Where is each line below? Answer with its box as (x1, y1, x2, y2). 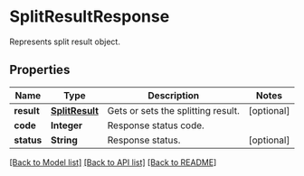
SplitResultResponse (9, 6, 170, 27)
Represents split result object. (9, 36, 120, 47)
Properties (9, 62, 71, 78)
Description (147, 88, 200, 101)
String (50, 134, 79, 146)
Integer (50, 119, 83, 132)
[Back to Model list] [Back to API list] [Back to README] (9, 156, 217, 168)
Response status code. (107, 119, 205, 132)
